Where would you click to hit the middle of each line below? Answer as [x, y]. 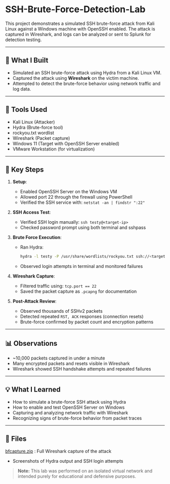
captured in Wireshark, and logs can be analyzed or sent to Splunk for [78, 34]
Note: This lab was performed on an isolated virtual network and [85, 471]
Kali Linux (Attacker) [34, 122]
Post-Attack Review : [34, 301]
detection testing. [24, 40]
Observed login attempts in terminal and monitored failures [81, 266]
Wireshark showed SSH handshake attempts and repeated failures [82, 369]
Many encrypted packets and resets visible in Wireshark [71, 364]
